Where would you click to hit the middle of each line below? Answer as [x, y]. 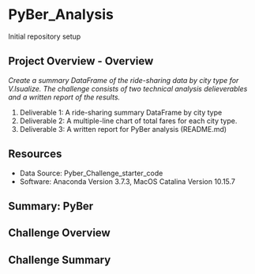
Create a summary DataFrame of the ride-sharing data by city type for [124, 80]
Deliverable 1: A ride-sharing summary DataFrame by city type [121, 112]
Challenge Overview [59, 233]
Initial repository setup [45, 36]
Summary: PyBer [51, 206]
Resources [35, 154]
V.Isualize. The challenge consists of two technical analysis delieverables [128, 88]
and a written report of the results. [64, 97]
